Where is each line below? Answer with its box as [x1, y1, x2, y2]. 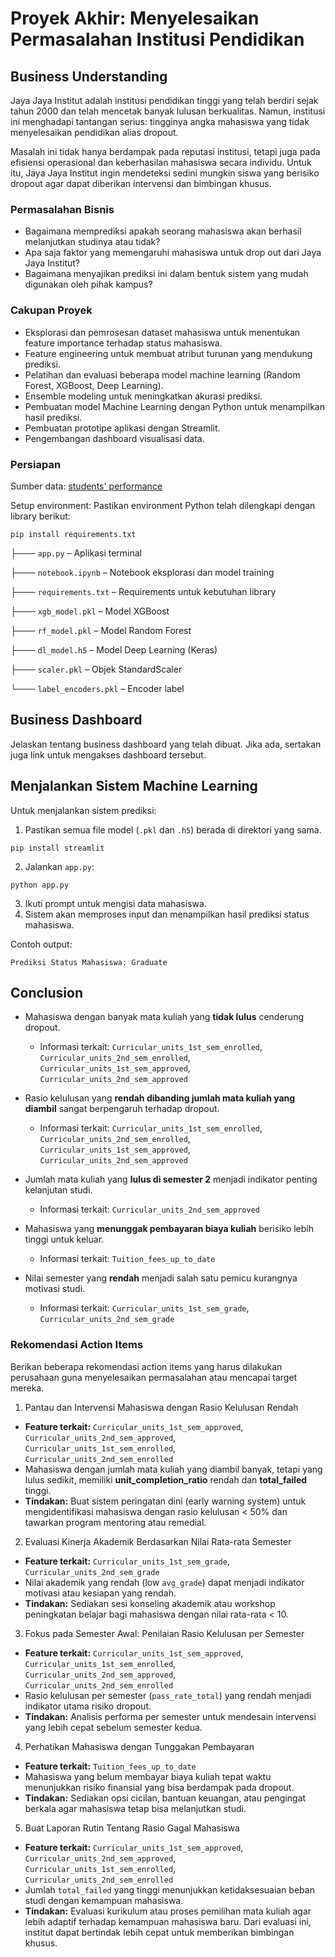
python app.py [10, 880, 70, 890]
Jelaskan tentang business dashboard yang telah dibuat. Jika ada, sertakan [10, 738, 322, 750]
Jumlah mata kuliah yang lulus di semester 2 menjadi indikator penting [24, 1173, 318, 1186]
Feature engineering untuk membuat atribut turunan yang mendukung [24, 347, 313, 359]
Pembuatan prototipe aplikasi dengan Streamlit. [24, 422, 221, 434]
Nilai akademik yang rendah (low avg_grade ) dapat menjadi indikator [24, 1576, 305, 1588]
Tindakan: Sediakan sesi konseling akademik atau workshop [24, 1597, 276, 1609]
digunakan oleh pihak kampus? [24, 278, 153, 291]
